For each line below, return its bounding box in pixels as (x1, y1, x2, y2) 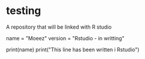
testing (6, 4, 42, 18)
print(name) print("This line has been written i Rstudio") (6, 46, 140, 53)
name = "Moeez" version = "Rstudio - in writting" (6, 34, 125, 41)
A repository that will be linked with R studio (6, 23, 112, 30)
